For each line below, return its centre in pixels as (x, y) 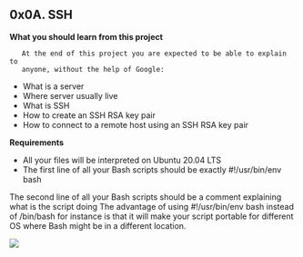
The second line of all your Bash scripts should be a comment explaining (146, 197)
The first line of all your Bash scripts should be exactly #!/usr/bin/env (152, 169)
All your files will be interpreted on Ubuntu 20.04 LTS (122, 160)
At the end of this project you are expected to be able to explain (154, 54)
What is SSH (46, 105)
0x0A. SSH (41, 15)
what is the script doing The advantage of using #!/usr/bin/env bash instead (151, 206)
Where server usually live (70, 95)
